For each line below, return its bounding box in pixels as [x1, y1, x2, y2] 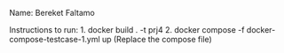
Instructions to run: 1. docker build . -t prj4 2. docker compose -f [9, 25, 245, 34]
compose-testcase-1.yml [9, 34, 100, 44]
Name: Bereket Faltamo [9, 8, 95, 18]
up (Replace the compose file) [101, 34, 213, 44]
